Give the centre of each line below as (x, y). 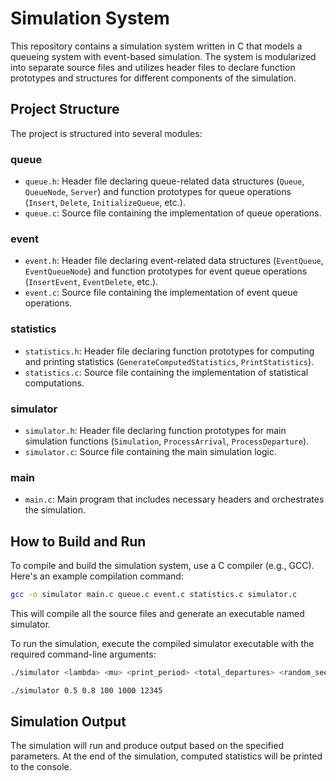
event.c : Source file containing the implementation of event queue (161, 293)
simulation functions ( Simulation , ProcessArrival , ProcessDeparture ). (167, 441)
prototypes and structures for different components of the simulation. (153, 78)
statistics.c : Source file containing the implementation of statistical (166, 372)
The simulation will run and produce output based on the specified (147, 746)
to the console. (41, 767)
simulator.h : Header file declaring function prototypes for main (155, 430)
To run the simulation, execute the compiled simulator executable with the (162, 643)
